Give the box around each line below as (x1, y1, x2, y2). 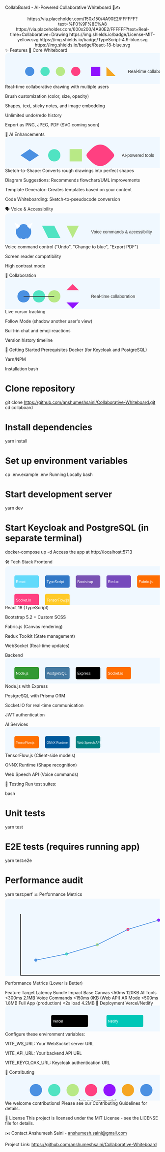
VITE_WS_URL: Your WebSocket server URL (5, 1040, 94, 1046)
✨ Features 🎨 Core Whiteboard (5, 47, 68, 53)
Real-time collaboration (91, 294, 136, 299)
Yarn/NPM (5, 356, 26, 362)
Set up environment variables (5, 455, 128, 467)
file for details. (5, 1120, 34, 1126)
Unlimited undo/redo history (5, 112, 62, 118)
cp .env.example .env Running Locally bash (5, 472, 93, 477)
